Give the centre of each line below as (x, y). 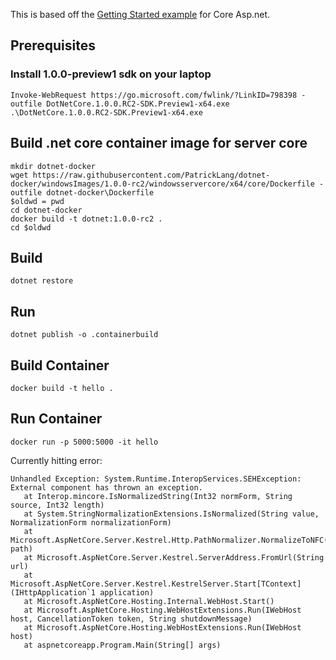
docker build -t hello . (62, 388)
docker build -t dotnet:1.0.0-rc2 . (86, 219)
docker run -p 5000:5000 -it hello (84, 442)
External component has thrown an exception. (106, 487)
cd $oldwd (31, 227)
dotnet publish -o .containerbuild (84, 335)
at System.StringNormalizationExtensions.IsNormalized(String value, (171, 514)
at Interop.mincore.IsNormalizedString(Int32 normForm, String (158, 496)
